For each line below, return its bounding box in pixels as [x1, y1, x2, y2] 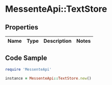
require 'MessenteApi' [5, 67, 52, 72]
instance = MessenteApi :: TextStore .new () [5, 76, 92, 81]
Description [43, 38, 72, 44]
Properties [5, 23, 38, 31]
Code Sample [5, 54, 47, 62]
